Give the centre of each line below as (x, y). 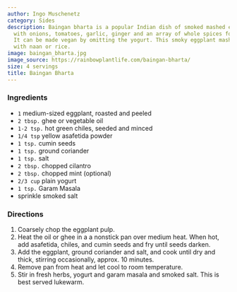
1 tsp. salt (33, 158)
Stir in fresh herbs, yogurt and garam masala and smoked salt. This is (119, 275)
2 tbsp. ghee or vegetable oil (60, 120)
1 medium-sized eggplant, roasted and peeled (84, 113)
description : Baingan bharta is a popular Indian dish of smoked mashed (116, 27)
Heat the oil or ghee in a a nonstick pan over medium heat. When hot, (119, 237)
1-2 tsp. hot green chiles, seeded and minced (85, 128)
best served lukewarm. (51, 282)
